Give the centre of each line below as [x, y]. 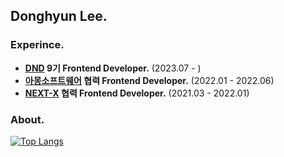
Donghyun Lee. [59, 16]
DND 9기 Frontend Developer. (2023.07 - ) [113, 68]
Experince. [37, 45]
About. [27, 119]
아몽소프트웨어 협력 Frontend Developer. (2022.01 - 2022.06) [149, 80]
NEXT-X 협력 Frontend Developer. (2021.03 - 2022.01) [137, 93]
